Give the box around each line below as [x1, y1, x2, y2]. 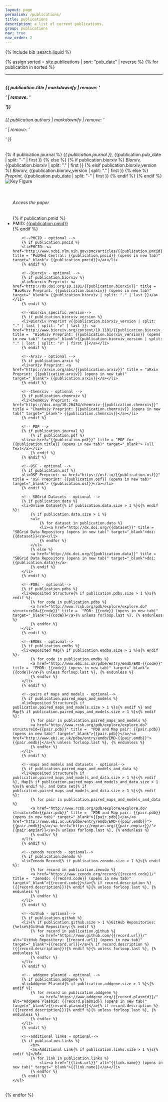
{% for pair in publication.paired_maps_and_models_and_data [30, 797, 161, 802]
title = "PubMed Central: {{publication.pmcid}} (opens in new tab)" [12, 253, 161, 258]
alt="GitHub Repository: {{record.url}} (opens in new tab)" [12, 937, 143, 943]
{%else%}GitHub [12, 924, 44, 929]
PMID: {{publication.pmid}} [12, 220, 68, 226]
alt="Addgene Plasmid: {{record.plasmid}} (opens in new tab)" [12, 999, 147, 1004]
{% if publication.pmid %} [12, 215, 66, 221]
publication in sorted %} [5, 64, 55, 70]
